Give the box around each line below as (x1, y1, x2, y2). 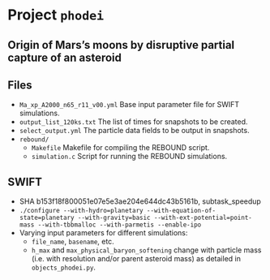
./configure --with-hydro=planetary (19, 207, 144, 215)
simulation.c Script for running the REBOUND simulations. (31, 152, 228, 162)
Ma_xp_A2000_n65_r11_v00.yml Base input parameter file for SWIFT (19, 100, 240, 110)
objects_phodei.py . (31, 262, 96, 273)
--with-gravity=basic (77, 213, 151, 222)
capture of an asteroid (7, 50, 122, 64)
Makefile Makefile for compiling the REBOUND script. (31, 143, 210, 153)
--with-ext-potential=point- (153, 213, 252, 222)
